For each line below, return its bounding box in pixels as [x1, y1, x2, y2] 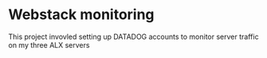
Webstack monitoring [8, 6, 155, 24]
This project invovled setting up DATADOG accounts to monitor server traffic [8, 32, 259, 41]
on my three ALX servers [8, 40, 90, 49]
